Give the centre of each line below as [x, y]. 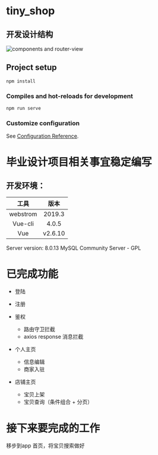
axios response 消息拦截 [53, 337]
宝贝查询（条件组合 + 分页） [58, 402]
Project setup [32, 67]
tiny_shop [31, 11]
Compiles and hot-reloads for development [70, 96]
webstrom [23, 214]
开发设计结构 [30, 34]
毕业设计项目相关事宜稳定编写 [79, 162]
